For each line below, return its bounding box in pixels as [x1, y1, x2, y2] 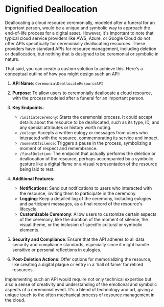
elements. [19, 227, 40, 232]
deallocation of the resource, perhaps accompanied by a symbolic [19, 155, 153, 161]
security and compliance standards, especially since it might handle [12, 241, 149, 247]
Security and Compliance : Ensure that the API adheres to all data [12, 236, 145, 242]
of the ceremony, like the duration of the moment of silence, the [19, 216, 148, 222]
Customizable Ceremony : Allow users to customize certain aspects [19, 211, 157, 217]
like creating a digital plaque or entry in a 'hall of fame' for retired [12, 261, 143, 267]
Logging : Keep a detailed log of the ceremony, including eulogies [19, 195, 152, 202]
